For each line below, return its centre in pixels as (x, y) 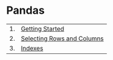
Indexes (32, 48)
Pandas (26, 10)
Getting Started (43, 29)
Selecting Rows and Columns (62, 38)
